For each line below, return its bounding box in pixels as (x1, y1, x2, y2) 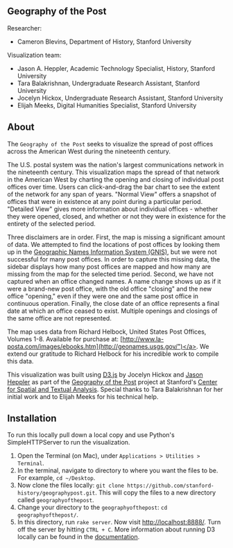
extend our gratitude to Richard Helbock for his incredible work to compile (7, 350, 219, 358)
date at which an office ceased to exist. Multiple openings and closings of (7, 307, 218, 315)
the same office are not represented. (7, 314, 112, 322)
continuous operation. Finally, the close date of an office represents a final (7, 299, 220, 307)
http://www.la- (122, 334, 164, 343)
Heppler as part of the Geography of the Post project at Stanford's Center (7, 377, 218, 386)
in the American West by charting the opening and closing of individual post (7, 175, 224, 183)
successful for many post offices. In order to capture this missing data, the (7, 255, 221, 263)
